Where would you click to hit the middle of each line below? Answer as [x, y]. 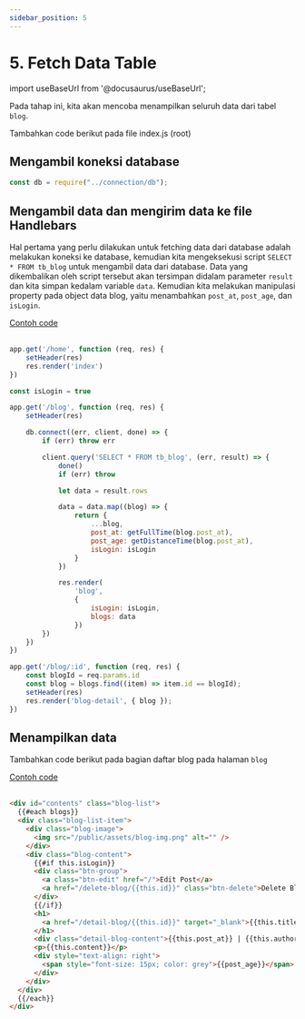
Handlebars [43, 225]
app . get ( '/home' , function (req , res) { [87, 350]
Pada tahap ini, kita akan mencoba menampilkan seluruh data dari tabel [143, 106]
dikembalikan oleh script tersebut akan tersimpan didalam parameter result [151, 276]
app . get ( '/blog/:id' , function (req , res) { [95, 667]
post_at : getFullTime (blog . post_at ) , [162, 533]
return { [90, 515]
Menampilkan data [63, 737]
